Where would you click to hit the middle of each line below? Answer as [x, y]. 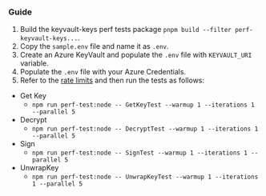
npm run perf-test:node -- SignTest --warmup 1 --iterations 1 [140, 153]
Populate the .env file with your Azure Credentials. [103, 72]
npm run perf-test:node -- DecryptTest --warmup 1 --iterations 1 [145, 129]
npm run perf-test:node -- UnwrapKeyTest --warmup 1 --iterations [145, 177]
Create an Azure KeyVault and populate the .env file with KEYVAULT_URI [136, 55]
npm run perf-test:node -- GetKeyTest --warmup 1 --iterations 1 [143, 105]
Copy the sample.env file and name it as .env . [95, 46]
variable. [34, 63]
